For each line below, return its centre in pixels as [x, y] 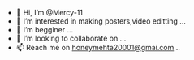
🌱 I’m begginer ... [45, 30]
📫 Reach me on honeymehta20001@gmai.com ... [98, 47]
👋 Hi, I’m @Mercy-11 [50, 13]
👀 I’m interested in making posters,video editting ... [101, 21]
